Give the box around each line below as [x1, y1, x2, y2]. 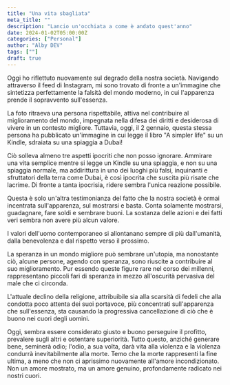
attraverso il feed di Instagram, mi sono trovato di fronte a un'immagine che [7, 80, 221, 89]
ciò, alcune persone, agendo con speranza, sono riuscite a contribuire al [7, 257, 213, 265]
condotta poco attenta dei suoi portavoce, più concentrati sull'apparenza [7, 300, 214, 308]
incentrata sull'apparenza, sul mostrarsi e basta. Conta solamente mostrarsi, [7, 201, 224, 210]
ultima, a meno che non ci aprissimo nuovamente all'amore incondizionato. [7, 357, 220, 365]
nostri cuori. [7, 371, 41, 379]
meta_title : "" [7, 16, 51, 23]
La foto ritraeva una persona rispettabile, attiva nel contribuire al [7, 109, 189, 117]
